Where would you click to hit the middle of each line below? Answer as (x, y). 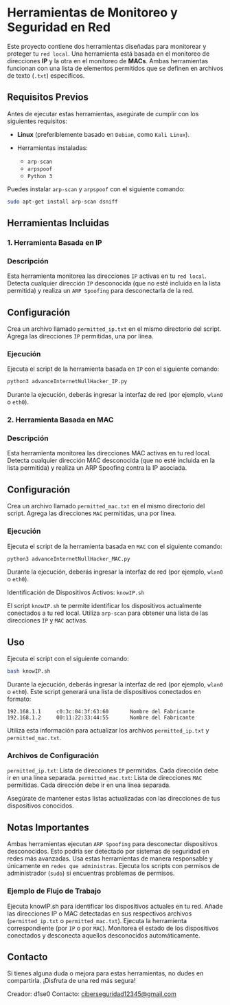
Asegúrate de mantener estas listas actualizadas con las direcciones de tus (114, 799)
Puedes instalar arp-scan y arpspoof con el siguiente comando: (96, 189)
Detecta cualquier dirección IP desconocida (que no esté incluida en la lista (114, 283)
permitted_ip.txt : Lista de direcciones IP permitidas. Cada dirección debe (113, 770)
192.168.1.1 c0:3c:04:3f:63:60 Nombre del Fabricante (101, 712)
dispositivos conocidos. (41, 806)
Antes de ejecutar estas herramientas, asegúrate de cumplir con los (103, 114)
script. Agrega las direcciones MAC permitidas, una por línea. (92, 513)
